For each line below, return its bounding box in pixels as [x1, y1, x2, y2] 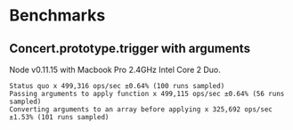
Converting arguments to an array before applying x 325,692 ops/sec [9, 105, 273, 114]
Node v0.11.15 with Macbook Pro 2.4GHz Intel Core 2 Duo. [9, 64, 221, 75]
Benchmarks [9, 5, 106, 26]
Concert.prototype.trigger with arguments [9, 41, 251, 56]
